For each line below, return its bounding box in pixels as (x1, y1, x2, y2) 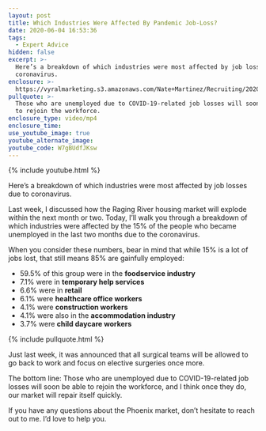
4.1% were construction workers (19, 302, 128, 312)
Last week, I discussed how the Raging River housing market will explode (8, 205, 247, 214)
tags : (8, 33, 26, 42)
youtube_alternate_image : (8, 136, 93, 145)
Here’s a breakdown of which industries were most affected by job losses (8, 181, 248, 191)
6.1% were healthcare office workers (19, 294, 142, 304)
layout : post (8, 11, 51, 20)
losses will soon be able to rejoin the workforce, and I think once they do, (8, 382, 247, 391)
